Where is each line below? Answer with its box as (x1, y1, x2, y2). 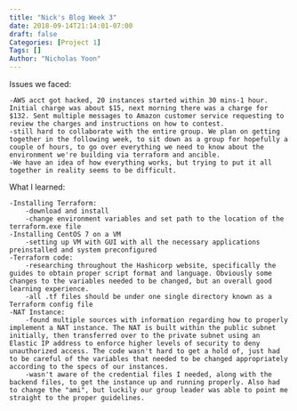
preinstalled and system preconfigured (9, 246, 157, 254)
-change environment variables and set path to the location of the (25, 214, 285, 223)
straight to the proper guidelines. (9, 393, 145, 402)
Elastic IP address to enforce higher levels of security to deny (9, 339, 261, 348)
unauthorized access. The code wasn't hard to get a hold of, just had (9, 347, 280, 356)
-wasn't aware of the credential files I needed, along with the (25, 370, 273, 379)
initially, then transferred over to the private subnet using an (9, 331, 261, 340)
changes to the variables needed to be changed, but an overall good (9, 277, 273, 286)
